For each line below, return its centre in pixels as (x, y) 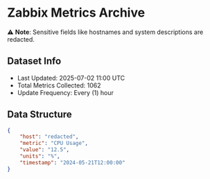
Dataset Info (34, 61)
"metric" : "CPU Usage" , (54, 144)
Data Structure (40, 115)
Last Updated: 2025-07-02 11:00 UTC (71, 78)
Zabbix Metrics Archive (76, 13)
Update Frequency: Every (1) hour (65, 92)
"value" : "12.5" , (45, 150)
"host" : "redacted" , (49, 137)
